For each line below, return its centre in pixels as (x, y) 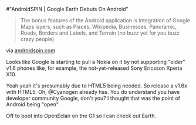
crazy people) (37, 39)
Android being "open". (33, 104)
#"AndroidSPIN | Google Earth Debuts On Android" (67, 9)
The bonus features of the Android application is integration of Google (105, 20)
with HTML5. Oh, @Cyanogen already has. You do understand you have (93, 92)
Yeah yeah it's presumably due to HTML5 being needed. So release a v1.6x (97, 86)
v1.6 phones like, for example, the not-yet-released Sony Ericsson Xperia (94, 68)
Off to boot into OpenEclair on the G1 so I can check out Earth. (81, 116)
